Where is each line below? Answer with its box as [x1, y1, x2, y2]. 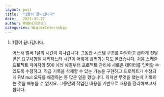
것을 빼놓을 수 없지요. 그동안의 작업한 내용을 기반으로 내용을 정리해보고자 [17, 80, 157, 86]
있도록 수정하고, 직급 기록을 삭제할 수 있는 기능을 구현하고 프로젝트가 [12, 68, 143, 74]
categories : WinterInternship [5, 25, 67, 30]
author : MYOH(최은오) [5, 21, 47, 26]
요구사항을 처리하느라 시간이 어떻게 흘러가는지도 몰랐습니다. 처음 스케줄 [21, 56, 158, 62]
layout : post [5, 7, 32, 12]
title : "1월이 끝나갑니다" [5, 12, 55, 17]
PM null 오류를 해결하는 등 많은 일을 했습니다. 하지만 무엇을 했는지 [17, 74, 144, 80]
